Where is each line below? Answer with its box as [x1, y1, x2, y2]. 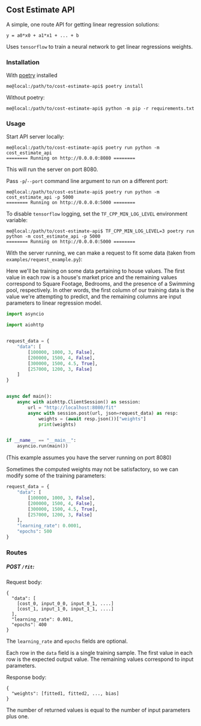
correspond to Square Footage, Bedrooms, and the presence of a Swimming [6, 280, 195, 288]
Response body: [6, 674, 47, 681]
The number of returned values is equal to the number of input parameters [6, 706, 191, 713]
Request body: [6, 578, 43, 586]
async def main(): [6, 394, 52, 400]
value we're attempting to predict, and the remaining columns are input [6, 293, 182, 300]
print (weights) [38, 421, 77, 427]
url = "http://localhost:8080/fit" [28, 405, 117, 411]
